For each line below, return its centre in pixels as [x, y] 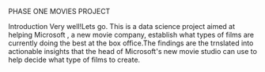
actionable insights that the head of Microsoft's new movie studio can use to [132, 51]
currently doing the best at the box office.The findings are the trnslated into [131, 43]
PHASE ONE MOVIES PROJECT [59, 11]
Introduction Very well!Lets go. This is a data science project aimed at [122, 26]
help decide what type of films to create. [74, 59]
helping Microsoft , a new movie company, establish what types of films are [131, 35]
